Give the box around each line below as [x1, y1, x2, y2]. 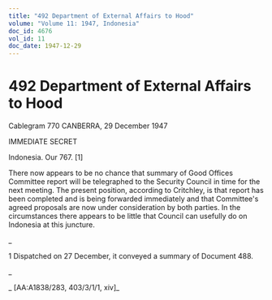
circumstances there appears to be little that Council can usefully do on [8, 212, 248, 221]
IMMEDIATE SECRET [8, 137, 78, 147]
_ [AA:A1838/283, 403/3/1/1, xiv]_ [8, 283, 120, 293]
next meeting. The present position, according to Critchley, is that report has [8, 186, 264, 195]
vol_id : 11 [8, 34, 45, 43]
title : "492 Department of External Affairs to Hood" [8, 11, 195, 20]
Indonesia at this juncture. [8, 220, 95, 229]
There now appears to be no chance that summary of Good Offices [8, 168, 234, 178]
